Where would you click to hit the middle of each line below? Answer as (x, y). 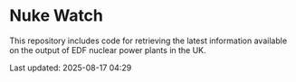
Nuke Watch (57, 16)
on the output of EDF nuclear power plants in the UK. (108, 50)
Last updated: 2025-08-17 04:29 (71, 68)
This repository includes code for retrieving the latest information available (148, 41)
